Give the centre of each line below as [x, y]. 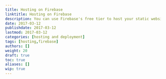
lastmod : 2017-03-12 [26, 32]
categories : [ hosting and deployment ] [45, 37]
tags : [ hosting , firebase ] [32, 42]
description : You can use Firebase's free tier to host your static [77, 19]
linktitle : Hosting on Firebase [38, 14]
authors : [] [17, 46]
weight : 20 [16, 51]
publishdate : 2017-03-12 [31, 28]
